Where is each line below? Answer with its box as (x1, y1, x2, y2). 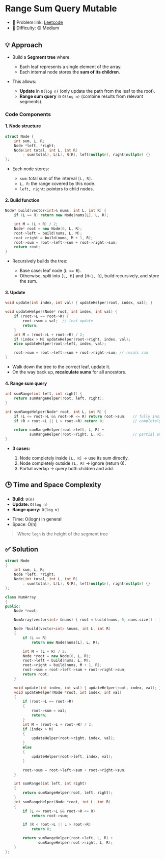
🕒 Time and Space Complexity (5, 481, 102, 489)
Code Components (5, 111, 51, 117)
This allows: (12, 78, 37, 84)
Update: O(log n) (12, 501, 48, 507)
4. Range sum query (5, 380, 47, 386)
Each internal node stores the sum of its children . (19, 69, 120, 75)
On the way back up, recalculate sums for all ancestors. (12, 369, 127, 375)
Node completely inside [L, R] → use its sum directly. (19, 455, 129, 461)
